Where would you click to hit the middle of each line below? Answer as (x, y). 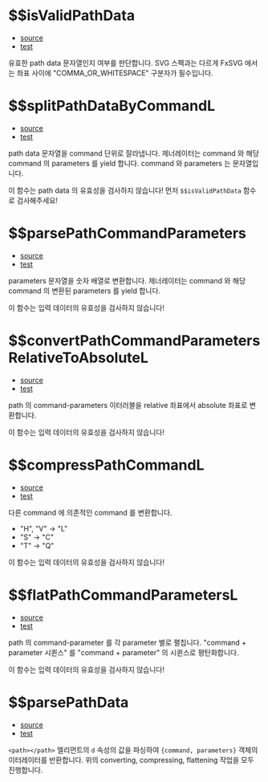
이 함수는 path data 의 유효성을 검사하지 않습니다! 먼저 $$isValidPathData (125, 190)
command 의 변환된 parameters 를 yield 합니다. (85, 291)
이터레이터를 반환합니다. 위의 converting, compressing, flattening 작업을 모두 (131, 760)
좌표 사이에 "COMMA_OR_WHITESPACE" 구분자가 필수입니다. (115, 73)
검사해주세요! (37, 200)
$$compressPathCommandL (106, 465)
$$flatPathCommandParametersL (123, 595)
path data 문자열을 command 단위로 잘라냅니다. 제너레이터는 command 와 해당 (134, 153)
